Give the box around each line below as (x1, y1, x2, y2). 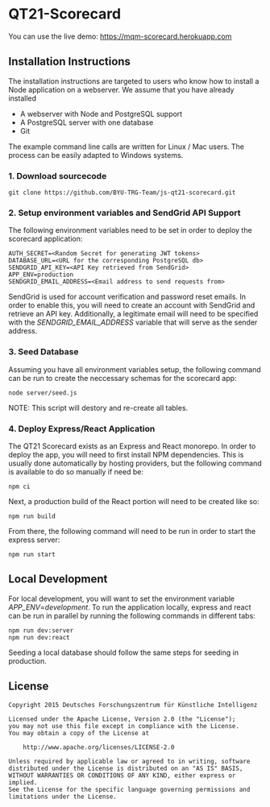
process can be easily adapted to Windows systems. (8, 150, 184, 159)
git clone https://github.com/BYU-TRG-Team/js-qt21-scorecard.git (8, 188, 236, 197)
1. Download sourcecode (8, 170, 107, 181)
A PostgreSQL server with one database (19, 118, 154, 127)
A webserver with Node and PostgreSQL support (19, 109, 183, 118)
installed (8, 93, 37, 103)
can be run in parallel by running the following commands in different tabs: (8, 610, 255, 620)
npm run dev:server (8, 626, 74, 635)
